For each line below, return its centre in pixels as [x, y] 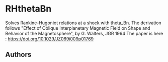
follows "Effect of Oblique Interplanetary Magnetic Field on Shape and [78, 28]
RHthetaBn [28, 9]
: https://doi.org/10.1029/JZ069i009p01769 [50, 39]
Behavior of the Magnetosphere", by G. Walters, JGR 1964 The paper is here [84, 33]
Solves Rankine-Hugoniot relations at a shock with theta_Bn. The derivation [83, 23]
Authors [18, 55]
